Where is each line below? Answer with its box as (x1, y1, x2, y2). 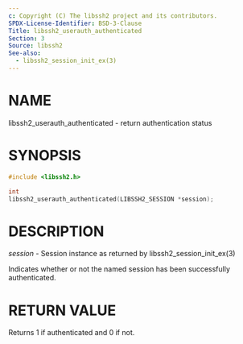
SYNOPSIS (8, 147, 82, 164)
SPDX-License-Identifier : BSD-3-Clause (8, 19, 142, 27)
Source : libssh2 (8, 42, 63, 50)
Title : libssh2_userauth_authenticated (8, 27, 142, 35)
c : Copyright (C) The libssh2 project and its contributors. (8, 11, 218, 20)
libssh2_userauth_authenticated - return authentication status (8, 118, 212, 127)
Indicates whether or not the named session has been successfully (8, 264, 231, 274)
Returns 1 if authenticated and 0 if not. (8, 328, 135, 338)
